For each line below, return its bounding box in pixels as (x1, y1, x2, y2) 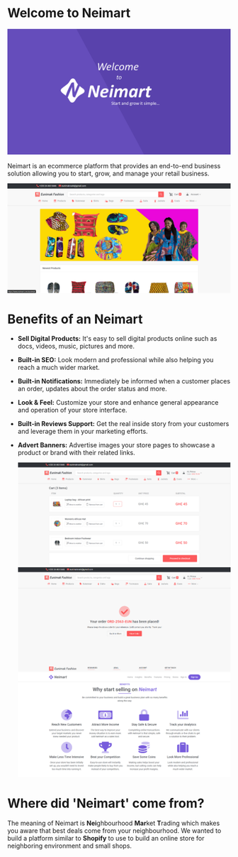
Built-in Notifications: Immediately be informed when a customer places (17, 377, 231, 386)
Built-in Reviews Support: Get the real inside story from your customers (17, 420, 229, 428)
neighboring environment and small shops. (7, 841, 132, 850)
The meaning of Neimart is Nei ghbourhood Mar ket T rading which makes (7, 819, 220, 828)
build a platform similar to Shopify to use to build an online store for (7, 834, 205, 843)
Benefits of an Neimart (7, 311, 143, 327)
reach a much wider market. (17, 364, 101, 372)
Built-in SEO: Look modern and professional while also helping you (17, 356, 214, 364)
